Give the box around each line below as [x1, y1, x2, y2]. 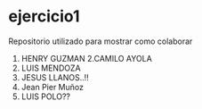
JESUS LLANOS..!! [20, 71, 90, 82]
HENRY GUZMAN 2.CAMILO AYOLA [20, 53, 152, 63]
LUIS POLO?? [20, 91, 70, 102]
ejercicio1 [8, 6, 81, 27]
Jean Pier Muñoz [20, 81, 84, 92]
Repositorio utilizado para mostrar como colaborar [8, 36, 193, 46]
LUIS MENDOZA [20, 63, 81, 73]
